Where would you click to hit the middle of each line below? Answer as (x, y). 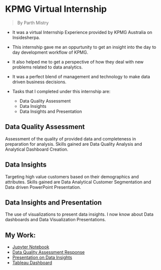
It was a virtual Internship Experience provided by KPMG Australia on (82, 32)
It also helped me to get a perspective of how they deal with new (78, 62)
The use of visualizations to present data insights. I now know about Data (79, 214)
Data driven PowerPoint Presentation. (43, 187)
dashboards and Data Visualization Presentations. (56, 220)
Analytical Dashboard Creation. (37, 149)
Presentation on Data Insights (42, 258)
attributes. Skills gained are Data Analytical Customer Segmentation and (78, 182)
